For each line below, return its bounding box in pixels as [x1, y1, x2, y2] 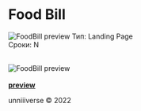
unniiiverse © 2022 [8, 95, 71, 105]
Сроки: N [8, 39, 40, 49]
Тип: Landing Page [71, 31, 133, 41]
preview [8, 80, 36, 90]
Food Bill [8, 6, 66, 24]
